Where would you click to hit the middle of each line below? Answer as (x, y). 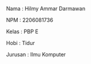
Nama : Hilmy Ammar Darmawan (46, 9)
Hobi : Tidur (21, 43)
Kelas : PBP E (22, 31)
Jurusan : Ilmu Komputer (36, 55)
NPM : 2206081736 (30, 20)
